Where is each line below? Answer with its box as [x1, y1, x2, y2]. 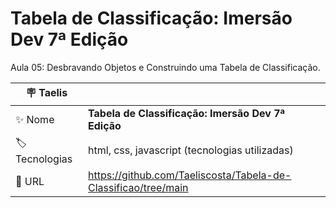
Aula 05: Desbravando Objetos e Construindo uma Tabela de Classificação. [10, 61, 321, 73]
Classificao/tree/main [88, 180, 189, 194]
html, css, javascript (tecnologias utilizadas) [88, 143, 294, 157]
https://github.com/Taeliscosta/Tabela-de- [88, 168, 292, 182]
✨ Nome [15, 112, 55, 126]
